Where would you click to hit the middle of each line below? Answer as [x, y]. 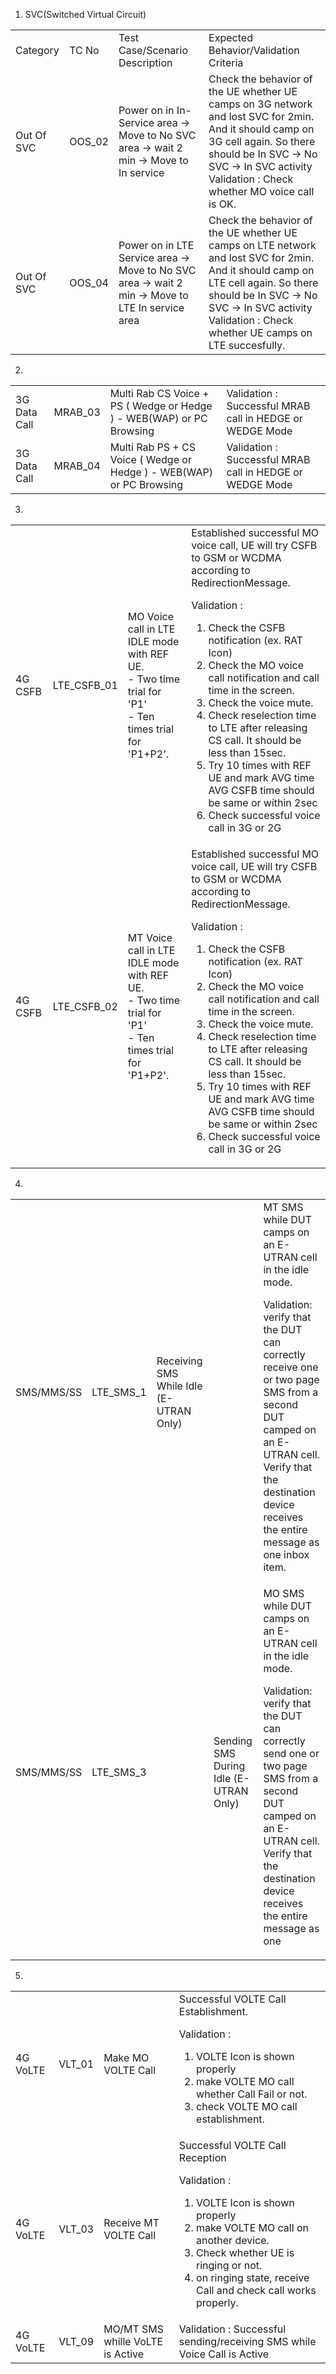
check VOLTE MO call [247, 2106]
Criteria [226, 62]
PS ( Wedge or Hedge [161, 406]
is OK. [222, 204]
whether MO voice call [261, 191]
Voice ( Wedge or [150, 459]
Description [145, 62]
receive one [291, 1367]
